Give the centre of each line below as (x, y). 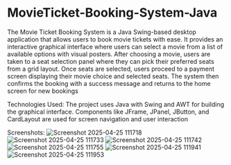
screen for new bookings (43, 91)
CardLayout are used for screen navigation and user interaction (98, 119)
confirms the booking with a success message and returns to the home (109, 83)
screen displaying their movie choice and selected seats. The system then (113, 76)
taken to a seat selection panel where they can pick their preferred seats (111, 61)
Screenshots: (26, 132)
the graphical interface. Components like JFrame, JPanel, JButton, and (108, 112)
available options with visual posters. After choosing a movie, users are (109, 54)
